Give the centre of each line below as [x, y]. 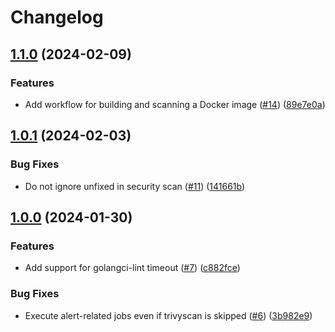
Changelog [57, 17]
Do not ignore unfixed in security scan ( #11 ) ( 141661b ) [135, 186]
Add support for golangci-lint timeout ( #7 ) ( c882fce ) [132, 268]
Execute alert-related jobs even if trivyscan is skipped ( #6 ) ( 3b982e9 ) [168, 315]
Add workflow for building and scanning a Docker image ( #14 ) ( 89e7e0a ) [175, 104]
